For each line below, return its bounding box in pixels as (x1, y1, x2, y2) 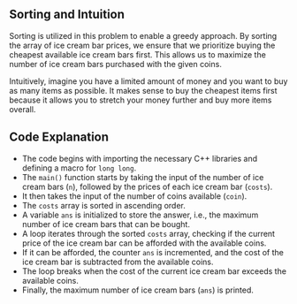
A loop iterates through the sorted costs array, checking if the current (21, 228, 276, 239)
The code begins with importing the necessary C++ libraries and (21, 153, 258, 163)
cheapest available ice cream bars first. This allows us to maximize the (9, 49, 267, 60)
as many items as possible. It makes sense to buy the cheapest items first (9, 85, 278, 95)
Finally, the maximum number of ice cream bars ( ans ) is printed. (21, 285, 255, 295)
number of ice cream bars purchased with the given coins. (9, 58, 223, 69)
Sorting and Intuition (9, 7, 126, 22)
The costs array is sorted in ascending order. (21, 200, 186, 210)
